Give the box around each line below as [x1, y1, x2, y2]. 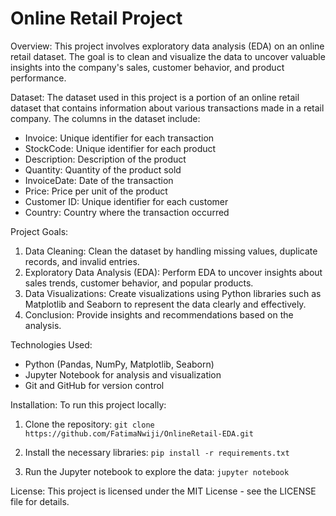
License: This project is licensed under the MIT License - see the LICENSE [10, 485, 317, 497]
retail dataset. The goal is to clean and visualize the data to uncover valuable [10, 50, 326, 62]
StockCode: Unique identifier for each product [24, 142, 217, 154]
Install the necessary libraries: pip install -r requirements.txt [24, 446, 290, 458]
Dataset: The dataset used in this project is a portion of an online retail [10, 91, 300, 103]
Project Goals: [10, 225, 69, 237]
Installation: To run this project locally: [10, 398, 167, 411]
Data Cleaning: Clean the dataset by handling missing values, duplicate [24, 245, 318, 257]
